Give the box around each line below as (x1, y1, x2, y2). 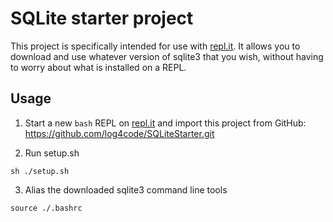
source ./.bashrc (10, 203, 83, 213)
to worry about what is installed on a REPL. (10, 61, 187, 73)
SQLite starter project (10, 7, 194, 30)
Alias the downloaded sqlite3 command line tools (24, 183, 228, 196)
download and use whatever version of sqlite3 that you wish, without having (10, 50, 324, 62)
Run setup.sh (24, 147, 80, 159)
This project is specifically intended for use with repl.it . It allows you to (10, 40, 301, 52)
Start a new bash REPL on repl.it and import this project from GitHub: (24, 117, 307, 129)
